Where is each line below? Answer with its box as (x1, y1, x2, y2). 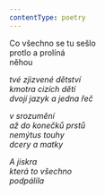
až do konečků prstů (9, 120, 86, 131)
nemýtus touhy (9, 129, 65, 140)
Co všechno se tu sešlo (9, 38, 96, 48)
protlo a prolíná (9, 47, 66, 58)
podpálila (9, 175, 45, 186)
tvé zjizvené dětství (9, 73, 82, 85)
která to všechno (9, 165, 73, 176)
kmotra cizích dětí (9, 83, 76, 94)
